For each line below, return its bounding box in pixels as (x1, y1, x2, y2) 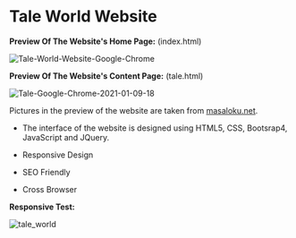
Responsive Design (21, 149, 94, 160)
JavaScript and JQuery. (21, 132, 110, 142)
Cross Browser (21, 183, 78, 194)
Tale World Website (9, 6, 158, 27)
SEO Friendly (21, 166, 71, 177)
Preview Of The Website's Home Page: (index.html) (9, 36, 202, 47)
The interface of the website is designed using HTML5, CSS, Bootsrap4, (21, 123, 288, 133)
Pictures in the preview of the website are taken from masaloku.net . (9, 105, 258, 115)
